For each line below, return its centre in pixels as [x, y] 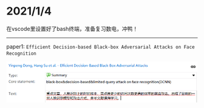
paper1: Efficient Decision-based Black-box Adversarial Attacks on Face [101, 46]
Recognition [21, 53]
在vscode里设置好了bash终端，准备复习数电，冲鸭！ [72, 29]
